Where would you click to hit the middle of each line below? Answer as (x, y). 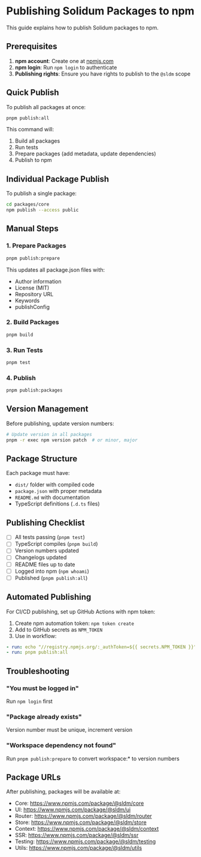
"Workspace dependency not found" (61, 745)
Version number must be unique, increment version (69, 730)
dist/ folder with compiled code (54, 485)
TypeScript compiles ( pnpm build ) (56, 544)
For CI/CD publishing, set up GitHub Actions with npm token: (81, 611)
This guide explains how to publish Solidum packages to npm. (82, 28)
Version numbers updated (47, 551)
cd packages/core (28, 205)
